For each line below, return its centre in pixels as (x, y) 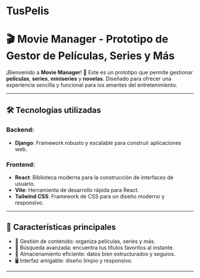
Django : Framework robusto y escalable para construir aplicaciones (98, 143)
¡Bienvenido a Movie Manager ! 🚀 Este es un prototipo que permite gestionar (100, 72)
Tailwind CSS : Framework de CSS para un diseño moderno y (90, 197)
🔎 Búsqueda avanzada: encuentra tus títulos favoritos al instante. (94, 247)
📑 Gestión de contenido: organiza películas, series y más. (85, 241)
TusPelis (28, 11)
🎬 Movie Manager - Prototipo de (87, 39)
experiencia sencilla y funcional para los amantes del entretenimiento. (92, 85)
